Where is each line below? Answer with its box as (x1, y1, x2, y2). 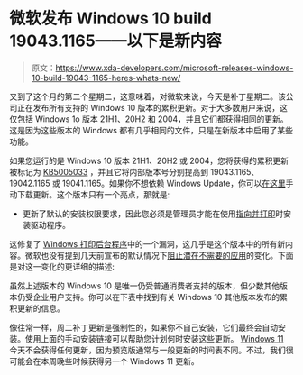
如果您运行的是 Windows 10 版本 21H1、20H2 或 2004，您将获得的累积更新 (9, 155, 289, 166)
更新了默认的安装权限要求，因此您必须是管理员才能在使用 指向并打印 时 (22, 208, 284, 219)
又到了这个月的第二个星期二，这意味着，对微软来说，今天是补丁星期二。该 (9, 91, 286, 102)
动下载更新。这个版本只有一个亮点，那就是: (9, 188, 170, 199)
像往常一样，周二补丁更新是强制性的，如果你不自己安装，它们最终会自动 (9, 322, 278, 333)
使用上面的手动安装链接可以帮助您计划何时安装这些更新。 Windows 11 (24, 333, 284, 343)
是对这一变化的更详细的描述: (9, 261, 115, 271)
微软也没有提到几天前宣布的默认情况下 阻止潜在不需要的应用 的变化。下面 (24, 250, 294, 261)
